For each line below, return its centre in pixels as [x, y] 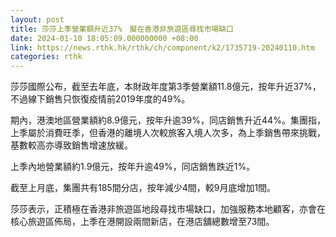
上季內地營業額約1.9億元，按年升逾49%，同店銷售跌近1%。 [133, 167]
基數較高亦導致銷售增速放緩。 [71, 145]
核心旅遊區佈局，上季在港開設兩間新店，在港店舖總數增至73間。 [142, 222]
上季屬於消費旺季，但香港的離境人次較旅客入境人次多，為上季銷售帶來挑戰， [168, 133]
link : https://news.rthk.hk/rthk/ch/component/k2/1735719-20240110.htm [162, 47]
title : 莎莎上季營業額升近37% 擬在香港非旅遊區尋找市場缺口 [122, 29]
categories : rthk [46, 57]
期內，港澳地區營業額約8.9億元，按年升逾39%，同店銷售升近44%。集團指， [168, 120]
